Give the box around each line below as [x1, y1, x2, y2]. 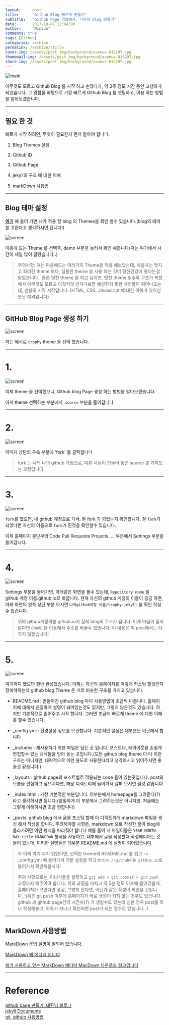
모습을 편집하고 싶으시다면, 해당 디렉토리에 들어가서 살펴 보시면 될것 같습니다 [12, 781, 163, 787]
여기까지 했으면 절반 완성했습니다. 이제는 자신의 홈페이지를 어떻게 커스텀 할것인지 [5, 681, 164, 687]
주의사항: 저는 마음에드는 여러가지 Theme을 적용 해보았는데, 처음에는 [17, 262, 153, 268]
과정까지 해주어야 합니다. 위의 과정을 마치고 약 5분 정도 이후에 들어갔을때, [17, 880, 161, 886]
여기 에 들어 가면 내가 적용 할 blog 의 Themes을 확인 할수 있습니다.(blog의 [5, 218, 151, 224]
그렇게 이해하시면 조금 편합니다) [12, 804, 75, 810]
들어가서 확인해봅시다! [17, 864, 61, 870]
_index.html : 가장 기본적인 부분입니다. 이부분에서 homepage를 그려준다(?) [12, 791, 160, 797]
